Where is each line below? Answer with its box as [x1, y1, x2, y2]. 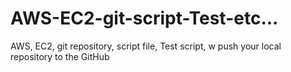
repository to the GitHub [10, 50, 110, 62]
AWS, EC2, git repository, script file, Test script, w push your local [10, 40, 282, 52]
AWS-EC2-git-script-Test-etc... [10, 7, 279, 30]
